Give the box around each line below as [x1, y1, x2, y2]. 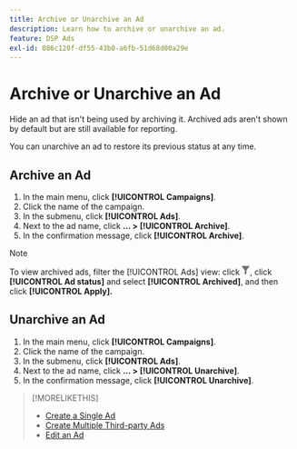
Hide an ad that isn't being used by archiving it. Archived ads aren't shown [9, 114, 288, 125]
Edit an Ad [45, 429, 84, 440]
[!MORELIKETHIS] [31, 392, 99, 404]
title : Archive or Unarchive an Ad [9, 15, 144, 24]
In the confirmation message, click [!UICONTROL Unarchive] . [22, 374, 254, 385]
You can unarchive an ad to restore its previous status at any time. [9, 141, 257, 152]
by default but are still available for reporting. [9, 124, 178, 135]
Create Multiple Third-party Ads [45, 419, 165, 431]
